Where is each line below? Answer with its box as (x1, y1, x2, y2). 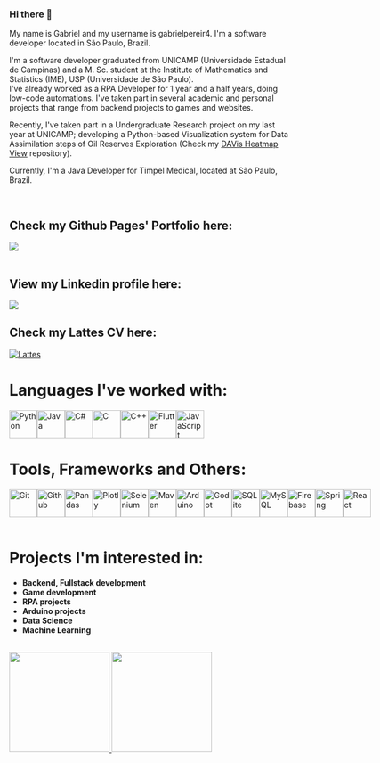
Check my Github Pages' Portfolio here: (9, 217, 233, 233)
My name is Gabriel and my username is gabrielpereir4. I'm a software (9, 29, 267, 39)
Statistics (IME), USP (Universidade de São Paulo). (9, 74, 194, 85)
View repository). (9, 148, 73, 159)
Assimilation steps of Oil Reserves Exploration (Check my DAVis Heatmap (9, 138, 279, 150)
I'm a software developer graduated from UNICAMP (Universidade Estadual (9, 55, 287, 66)
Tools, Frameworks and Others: (9, 459, 247, 480)
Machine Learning (21, 624, 92, 636)
